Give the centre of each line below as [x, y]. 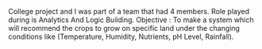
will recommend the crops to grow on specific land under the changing [124, 28]
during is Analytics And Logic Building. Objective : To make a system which [131, 20]
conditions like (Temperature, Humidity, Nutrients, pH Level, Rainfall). [121, 36]
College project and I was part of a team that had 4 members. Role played [129, 11]
